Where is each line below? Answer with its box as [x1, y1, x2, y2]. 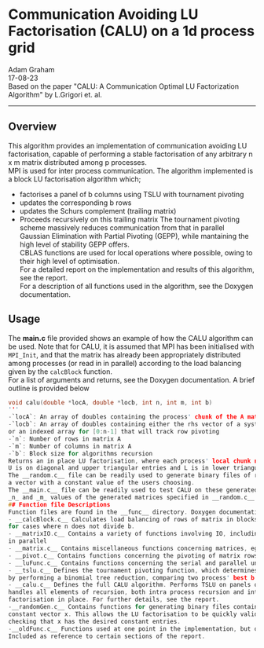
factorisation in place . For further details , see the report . [8, 595, 220, 604]
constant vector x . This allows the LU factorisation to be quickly [8, 610, 237, 618]
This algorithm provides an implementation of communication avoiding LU [8, 141, 247, 150]
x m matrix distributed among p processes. [8, 157, 147, 167]
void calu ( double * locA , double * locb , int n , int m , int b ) [8, 398, 213, 406]
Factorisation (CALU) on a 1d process [8, 22, 255, 40]
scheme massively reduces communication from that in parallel [19, 222, 225, 232]
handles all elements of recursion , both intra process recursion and [8, 588, 244, 596]
